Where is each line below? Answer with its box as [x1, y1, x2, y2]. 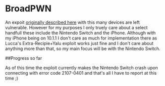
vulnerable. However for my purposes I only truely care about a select [5, 24, 148, 30]
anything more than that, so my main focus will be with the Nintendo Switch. [5, 45, 161, 51]
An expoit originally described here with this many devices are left [5, 19, 140, 25]
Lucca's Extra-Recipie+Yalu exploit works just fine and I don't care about [5, 40, 154, 46]
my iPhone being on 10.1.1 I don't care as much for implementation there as [5, 35, 157, 41]
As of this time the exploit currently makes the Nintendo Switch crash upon [5, 65, 158, 71]
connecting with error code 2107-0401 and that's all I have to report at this [5, 70, 157, 76]
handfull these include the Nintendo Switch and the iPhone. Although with [5, 30, 156, 36]
